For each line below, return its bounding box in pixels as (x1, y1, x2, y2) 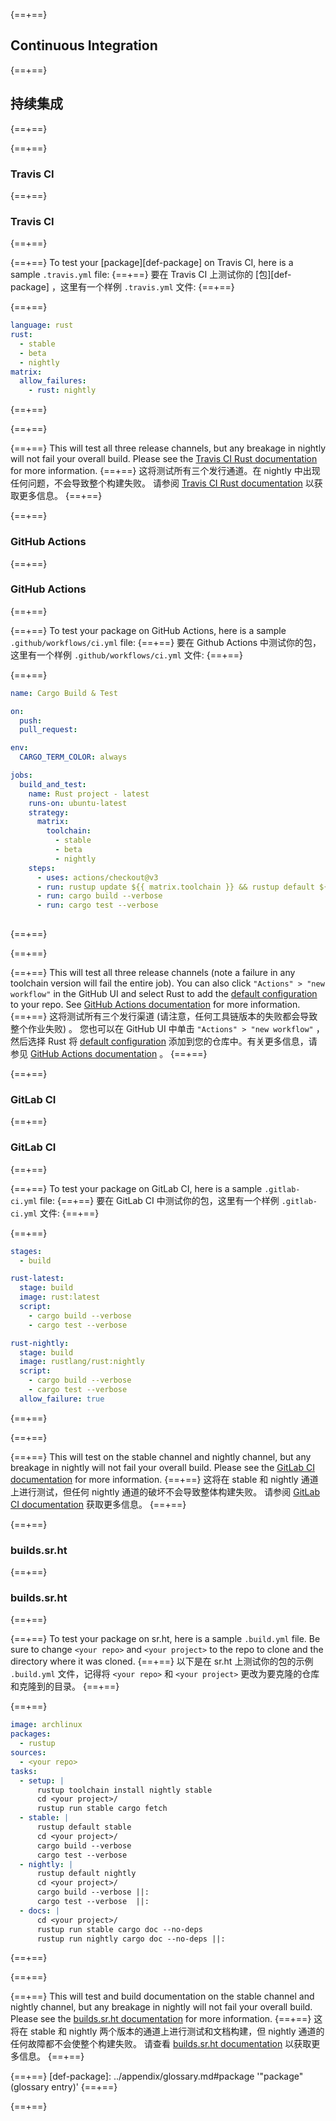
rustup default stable (36, 1822, 132, 1832)
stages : (10, 1246, 43, 1256)
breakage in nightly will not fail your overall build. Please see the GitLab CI (10, 1461, 315, 1473)
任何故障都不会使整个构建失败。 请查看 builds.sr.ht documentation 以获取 (10, 2038, 312, 2050)
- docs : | (19, 1905, 60, 1916)
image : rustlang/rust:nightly (19, 1357, 145, 1367)
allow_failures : (19, 376, 87, 386)
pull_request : (19, 725, 78, 735)
